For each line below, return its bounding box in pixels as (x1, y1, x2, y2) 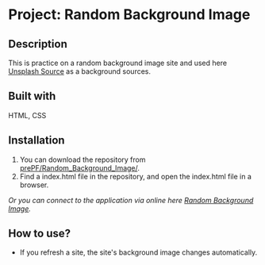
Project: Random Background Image (8, 6, 251, 24)
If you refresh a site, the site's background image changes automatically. (19, 248, 258, 257)
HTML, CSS (8, 110, 47, 120)
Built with (8, 90, 56, 103)
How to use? (8, 227, 71, 240)
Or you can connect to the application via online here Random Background (8, 195, 254, 205)
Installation (8, 133, 65, 148)
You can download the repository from (19, 155, 146, 164)
